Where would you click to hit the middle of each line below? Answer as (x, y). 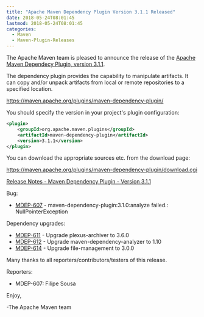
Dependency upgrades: (36, 224)
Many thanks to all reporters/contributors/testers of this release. (87, 260)
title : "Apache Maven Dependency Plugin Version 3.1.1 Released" (91, 12)
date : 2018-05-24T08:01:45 (40, 18)
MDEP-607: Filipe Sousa (45, 283)
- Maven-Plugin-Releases (43, 40)
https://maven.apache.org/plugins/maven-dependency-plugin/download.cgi (102, 170)
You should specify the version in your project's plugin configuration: (93, 112)
